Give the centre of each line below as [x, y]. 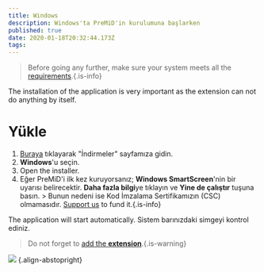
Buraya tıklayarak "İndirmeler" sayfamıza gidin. [96, 154]
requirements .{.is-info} [65, 76]
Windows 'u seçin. [50, 163]
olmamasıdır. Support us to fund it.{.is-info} [90, 205]
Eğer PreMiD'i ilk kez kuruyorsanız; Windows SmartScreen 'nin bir [128, 179]
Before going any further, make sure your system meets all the [129, 67]
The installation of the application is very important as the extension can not [132, 91]
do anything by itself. [42, 100]
